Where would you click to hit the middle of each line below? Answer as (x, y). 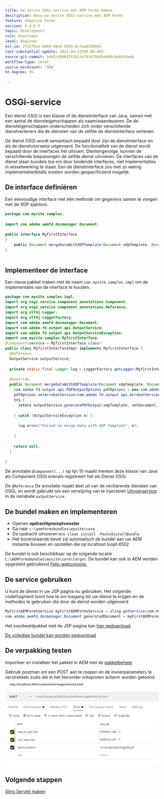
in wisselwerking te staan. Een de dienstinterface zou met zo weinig (73, 167)
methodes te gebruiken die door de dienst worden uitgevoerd (67, 601)
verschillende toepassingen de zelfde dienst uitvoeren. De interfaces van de (82, 156)
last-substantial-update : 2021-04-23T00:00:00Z (54, 51)
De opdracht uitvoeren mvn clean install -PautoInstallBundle (76, 534)
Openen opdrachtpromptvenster (46, 524)
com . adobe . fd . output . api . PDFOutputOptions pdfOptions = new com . (82, 390)
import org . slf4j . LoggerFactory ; (39, 317)
